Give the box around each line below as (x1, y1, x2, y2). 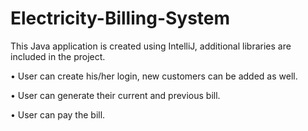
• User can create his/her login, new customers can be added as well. (10, 70, 298, 82)
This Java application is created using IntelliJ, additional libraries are (10, 40, 292, 52)
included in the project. (10, 50, 106, 62)
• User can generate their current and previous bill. (10, 89, 221, 101)
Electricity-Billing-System (10, 7, 231, 30)
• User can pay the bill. (10, 108, 106, 121)
